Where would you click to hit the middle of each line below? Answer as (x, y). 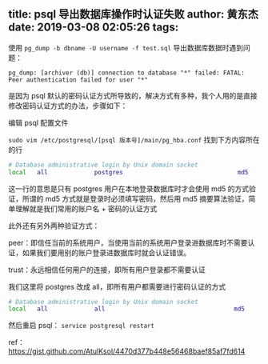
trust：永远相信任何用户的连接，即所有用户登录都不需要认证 (107, 270)
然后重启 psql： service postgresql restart (81, 326)
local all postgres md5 (128, 172)
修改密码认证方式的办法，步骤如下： (68, 106)
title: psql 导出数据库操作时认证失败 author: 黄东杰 (133, 14)
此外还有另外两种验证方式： (54, 226)
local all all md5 (127, 309)
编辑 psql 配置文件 (38, 122)
